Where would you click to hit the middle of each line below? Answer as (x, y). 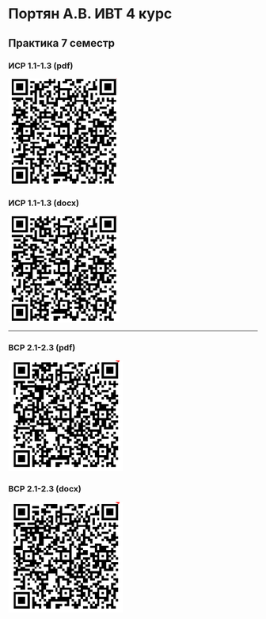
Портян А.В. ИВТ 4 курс (90, 14)
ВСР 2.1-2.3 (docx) (45, 489)
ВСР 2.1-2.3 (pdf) (42, 348)
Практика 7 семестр (61, 43)
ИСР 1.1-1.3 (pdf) (41, 66)
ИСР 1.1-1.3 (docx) (44, 203)
